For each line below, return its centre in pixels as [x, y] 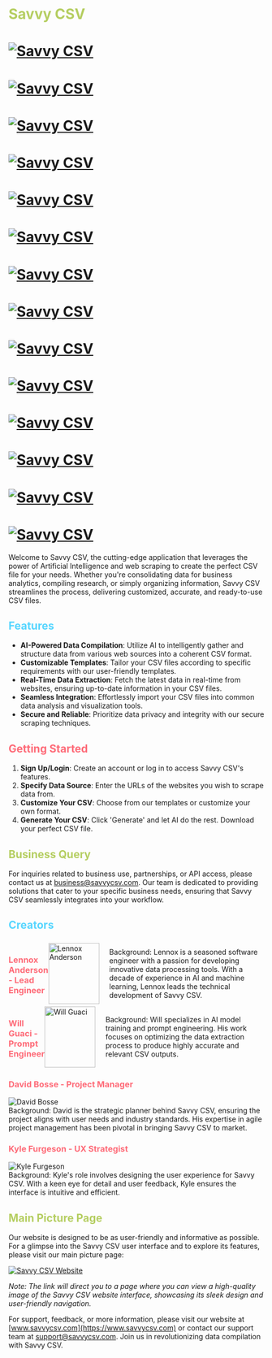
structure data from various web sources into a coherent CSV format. [136, 654]
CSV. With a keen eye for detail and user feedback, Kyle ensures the [123, 1184]
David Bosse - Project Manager [71, 1084]
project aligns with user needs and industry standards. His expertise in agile [135, 1119]
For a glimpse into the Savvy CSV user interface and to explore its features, [134, 1246]
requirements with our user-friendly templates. [98, 671]
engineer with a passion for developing [174, 961]
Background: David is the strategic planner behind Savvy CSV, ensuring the [134, 1111]
